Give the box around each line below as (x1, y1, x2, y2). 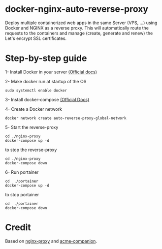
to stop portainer (5, 191, 39, 197)
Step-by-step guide (5, 53, 87, 64)
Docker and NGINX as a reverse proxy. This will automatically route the (5, 25, 149, 31)
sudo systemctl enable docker (5, 88, 67, 93)
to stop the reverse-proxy (5, 147, 57, 153)
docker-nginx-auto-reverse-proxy (5, 3, 149, 15)
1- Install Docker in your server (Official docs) (5, 69, 97, 75)
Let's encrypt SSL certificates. (5, 35, 67, 41)
